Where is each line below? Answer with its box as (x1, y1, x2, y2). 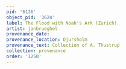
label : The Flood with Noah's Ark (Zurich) (6, 20, 118, 26)
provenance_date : (6, 31, 50, 37)
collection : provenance (6, 48, 66, 54)
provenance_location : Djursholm (6, 37, 87, 43)
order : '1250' (6, 53, 42, 59)
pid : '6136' (6, 8, 36, 15)
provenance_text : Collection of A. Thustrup (6, 43, 120, 49)
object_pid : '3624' (6, 14, 55, 20)
